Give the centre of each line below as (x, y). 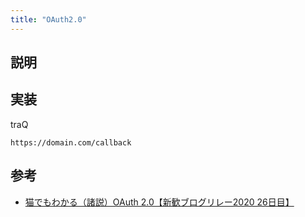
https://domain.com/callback (71, 142)
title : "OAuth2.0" (48, 19)
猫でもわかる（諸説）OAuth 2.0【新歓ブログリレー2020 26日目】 (159, 202)
